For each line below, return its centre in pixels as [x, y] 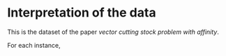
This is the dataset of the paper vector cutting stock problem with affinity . [113, 32]
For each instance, [34, 45]
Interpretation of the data [82, 13]
